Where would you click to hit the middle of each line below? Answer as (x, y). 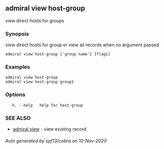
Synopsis (17, 34)
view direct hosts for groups (35, 20)
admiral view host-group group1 (39, 82)
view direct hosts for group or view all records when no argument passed (82, 45)
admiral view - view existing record (49, 129)
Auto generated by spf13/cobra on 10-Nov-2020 (56, 141)
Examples (18, 67)
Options (15, 95)
